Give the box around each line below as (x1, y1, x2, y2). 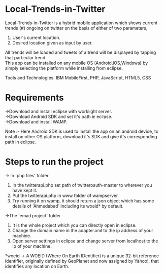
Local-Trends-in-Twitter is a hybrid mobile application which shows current (5, 20, 158, 26)
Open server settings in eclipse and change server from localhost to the (12, 238, 159, 244)
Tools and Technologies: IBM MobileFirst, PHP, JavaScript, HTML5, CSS (5, 75, 151, 80)
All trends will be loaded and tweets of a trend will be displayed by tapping (5, 49, 156, 55)
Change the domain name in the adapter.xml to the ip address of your (12, 227, 154, 233)
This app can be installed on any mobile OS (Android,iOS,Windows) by (5, 60, 148, 66)
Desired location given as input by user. (12, 39, 93, 45)
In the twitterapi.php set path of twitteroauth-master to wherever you (12, 182, 152, 188)
